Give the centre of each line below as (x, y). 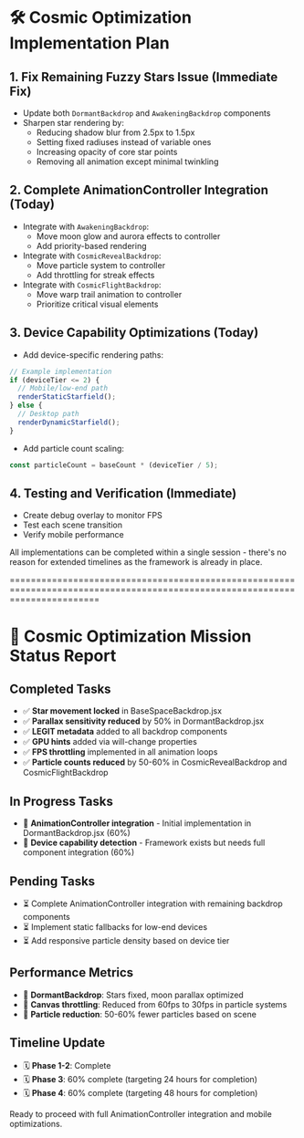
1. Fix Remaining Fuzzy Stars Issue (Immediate (144, 77)
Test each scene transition (73, 525)
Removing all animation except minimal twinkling (127, 162)
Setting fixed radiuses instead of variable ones (124, 142)
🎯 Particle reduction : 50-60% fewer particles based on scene (140, 1014)
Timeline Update (58, 1043)
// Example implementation (61, 371)
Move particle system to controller (101, 265)
